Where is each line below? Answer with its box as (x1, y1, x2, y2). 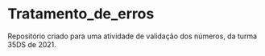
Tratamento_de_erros (7, 5, 155, 23)
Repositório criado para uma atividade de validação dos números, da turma (7, 31, 258, 41)
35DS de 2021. (7, 39, 57, 49)
